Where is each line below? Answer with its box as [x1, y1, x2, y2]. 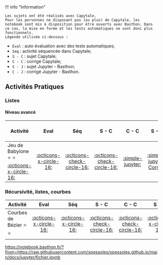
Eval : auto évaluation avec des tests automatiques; [12, 43, 115, 49]
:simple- [123, 155, 143, 162]
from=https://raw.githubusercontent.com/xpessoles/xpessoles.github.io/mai [5, 249, 158, 255]
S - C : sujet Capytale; [12, 53, 57, 59]
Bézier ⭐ [7, 221, 27, 228]
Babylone [7, 147, 29, 154]
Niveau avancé [5, 109, 36, 115]
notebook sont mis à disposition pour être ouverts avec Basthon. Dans [5, 22, 153, 27]
